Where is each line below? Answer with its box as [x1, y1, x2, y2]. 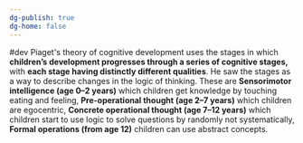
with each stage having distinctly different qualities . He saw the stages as [9, 65, 291, 77]
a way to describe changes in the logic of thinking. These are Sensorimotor [9, 75, 292, 86]
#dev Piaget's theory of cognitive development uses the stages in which [9, 46, 279, 57]
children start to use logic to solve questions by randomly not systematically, [9, 114, 295, 125]
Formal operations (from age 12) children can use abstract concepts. [9, 123, 269, 134]
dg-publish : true [9, 13, 75, 23]
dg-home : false [9, 22, 67, 31]
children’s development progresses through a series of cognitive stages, [9, 56, 289, 67]
